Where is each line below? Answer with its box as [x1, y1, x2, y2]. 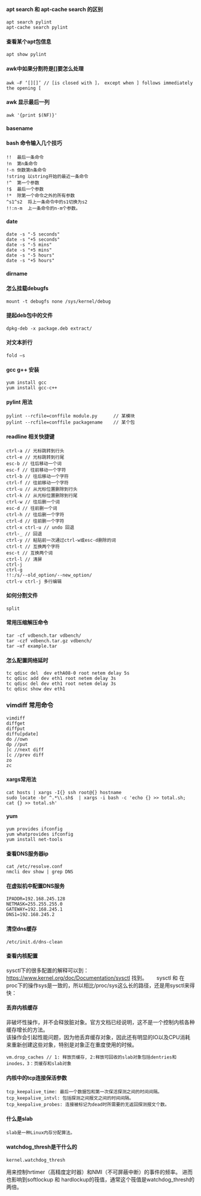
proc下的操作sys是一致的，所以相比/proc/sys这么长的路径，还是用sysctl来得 [6, 982, 196, 989]
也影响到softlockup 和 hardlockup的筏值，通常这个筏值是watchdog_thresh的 [6, 1176, 195, 1183]
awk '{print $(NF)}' [6, 112, 58, 118]
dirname [6, 270, 28, 278]
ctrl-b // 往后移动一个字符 [6, 473, 69, 479]
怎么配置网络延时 [6, 657, 48, 664]
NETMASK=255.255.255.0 [6, 901, 63, 907]
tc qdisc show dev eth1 [6, 686, 66, 692]
